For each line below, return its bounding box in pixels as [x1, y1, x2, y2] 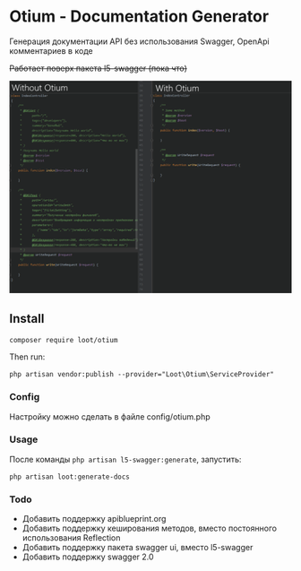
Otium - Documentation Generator [9, 6, 270, 27]
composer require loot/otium [9, 336, 118, 345]
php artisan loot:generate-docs [9, 472, 130, 481]
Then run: [9, 351, 46, 362]
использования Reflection [21, 532, 121, 543]
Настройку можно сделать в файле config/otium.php [9, 411, 211, 422]
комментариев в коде [9, 45, 93, 56]
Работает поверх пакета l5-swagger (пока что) [9, 63, 188, 74]
